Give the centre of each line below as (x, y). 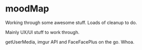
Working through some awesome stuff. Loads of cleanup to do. (71, 22)
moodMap (27, 9)
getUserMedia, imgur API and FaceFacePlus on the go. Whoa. (70, 42)
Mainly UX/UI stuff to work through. (42, 32)
